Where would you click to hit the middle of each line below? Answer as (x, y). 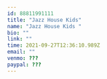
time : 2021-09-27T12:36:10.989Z (53, 45)
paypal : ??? (24, 65)
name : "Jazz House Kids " (44, 26)
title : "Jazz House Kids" (44, 20)
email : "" (21, 52)
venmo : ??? (23, 58)
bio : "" (18, 33)
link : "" (20, 39)
